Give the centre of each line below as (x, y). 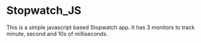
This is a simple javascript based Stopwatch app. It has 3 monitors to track (100, 27)
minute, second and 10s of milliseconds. (57, 33)
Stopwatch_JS (44, 11)
